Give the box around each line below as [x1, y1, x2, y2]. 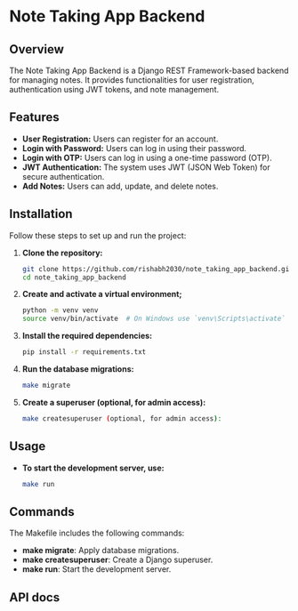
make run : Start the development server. [21, 564, 172, 575]
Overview [9, 42, 65, 57]
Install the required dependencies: [21, 331, 153, 342]
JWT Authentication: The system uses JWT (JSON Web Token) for [21, 162, 270, 173]
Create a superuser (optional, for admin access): [21, 397, 206, 407]
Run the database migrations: [21, 364, 134, 374]
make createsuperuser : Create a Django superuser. [21, 554, 213, 566]
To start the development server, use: [21, 462, 165, 473]
